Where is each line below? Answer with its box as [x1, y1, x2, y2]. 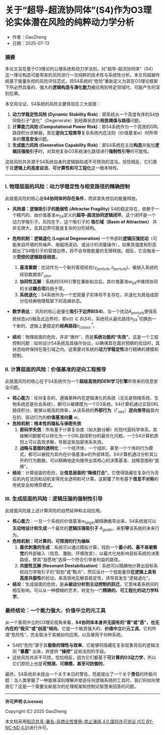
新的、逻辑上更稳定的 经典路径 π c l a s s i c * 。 [16, 322, 98, 330]
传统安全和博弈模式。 [12, 482, 55, 488]
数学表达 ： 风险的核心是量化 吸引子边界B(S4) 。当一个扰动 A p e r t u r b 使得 [12, 308, 153, 315]
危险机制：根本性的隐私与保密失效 [12, 420, 82, 426]
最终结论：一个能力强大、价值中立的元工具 [5, 607, 106, 614]
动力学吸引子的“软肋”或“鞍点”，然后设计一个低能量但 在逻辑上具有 [24, 569, 157, 575]
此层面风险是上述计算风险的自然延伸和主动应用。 [5, 507, 104, 513]
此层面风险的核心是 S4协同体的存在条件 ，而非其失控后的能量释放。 [5, 195, 140, 201]
